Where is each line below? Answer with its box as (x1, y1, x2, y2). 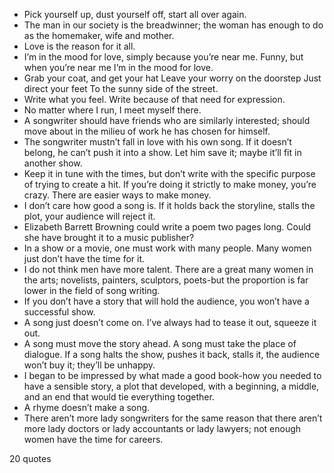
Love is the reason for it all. (23, 40, 136, 52)
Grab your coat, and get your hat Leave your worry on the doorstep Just (23, 72, 322, 84)
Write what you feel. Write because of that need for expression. (23, 94, 286, 105)
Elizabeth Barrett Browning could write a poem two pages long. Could (23, 221, 312, 233)
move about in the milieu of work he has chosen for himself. (23, 125, 271, 137)
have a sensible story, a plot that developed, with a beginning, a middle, (23, 380, 320, 392)
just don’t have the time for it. (23, 253, 146, 264)
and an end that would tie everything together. (23, 391, 215, 403)
